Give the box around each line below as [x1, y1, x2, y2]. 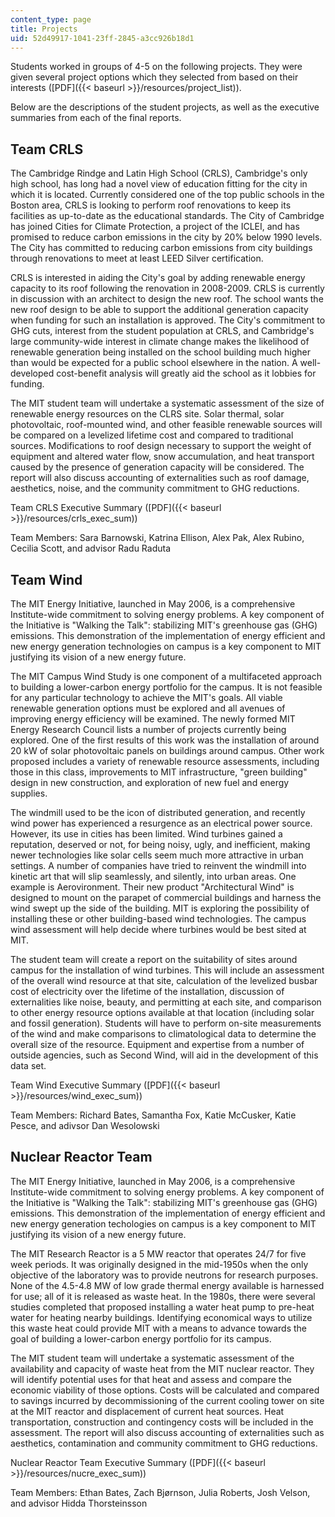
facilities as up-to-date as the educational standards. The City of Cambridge [10, 210, 325, 222]
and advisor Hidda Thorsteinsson [10, 1497, 148, 1509]
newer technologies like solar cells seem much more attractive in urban [10, 849, 304, 861]
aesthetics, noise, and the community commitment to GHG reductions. [10, 482, 300, 495]
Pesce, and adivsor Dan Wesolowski [10, 1120, 160, 1131]
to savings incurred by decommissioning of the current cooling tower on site [10, 1394, 325, 1406]
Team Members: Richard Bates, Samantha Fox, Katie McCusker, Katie [10, 1109, 297, 1121]
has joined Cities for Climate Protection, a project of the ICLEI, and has [10, 221, 300, 233]
